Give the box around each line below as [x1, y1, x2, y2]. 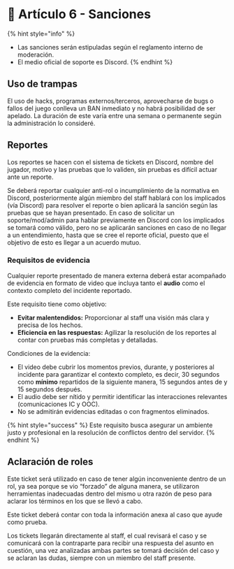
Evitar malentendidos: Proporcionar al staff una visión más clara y [17, 313, 210, 322]
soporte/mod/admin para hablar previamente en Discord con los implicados [7, 216, 225, 224]
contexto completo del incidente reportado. [7, 286, 133, 294]
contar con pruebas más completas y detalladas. [17, 336, 159, 344]
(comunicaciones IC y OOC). [17, 400, 100, 408]
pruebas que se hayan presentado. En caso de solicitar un [7, 208, 175, 217]
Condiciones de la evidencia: [7, 349, 91, 357]
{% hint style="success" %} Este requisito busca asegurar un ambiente [7, 421, 213, 429]
